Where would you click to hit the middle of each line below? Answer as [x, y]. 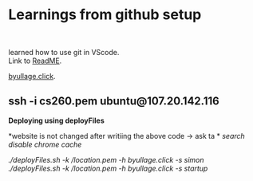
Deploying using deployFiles [57, 120]
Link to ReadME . [35, 61]
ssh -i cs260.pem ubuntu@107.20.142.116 [114, 101]
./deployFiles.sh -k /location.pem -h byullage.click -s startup [108, 168]
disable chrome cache [45, 144]
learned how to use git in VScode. [64, 52]
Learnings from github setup [105, 15]
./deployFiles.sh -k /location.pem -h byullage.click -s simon [107, 159]
